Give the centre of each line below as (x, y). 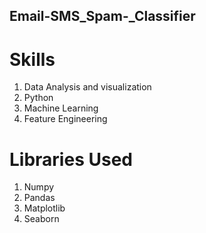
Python (38, 98)
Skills (32, 59)
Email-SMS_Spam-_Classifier (102, 16)
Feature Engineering (65, 119)
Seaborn (41, 219)
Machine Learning (61, 108)
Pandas (39, 198)
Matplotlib (44, 208)
